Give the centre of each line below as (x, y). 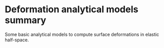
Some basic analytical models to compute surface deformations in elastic (82, 34)
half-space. (17, 40)
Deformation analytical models (72, 9)
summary (26, 20)
